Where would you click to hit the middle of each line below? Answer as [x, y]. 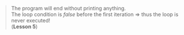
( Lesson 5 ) [24, 26]
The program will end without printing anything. [69, 8]
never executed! [30, 20]
